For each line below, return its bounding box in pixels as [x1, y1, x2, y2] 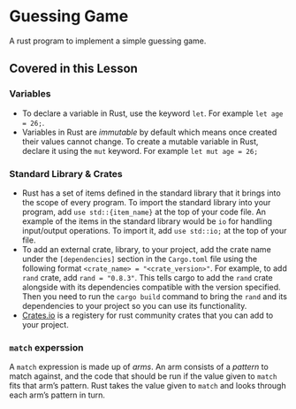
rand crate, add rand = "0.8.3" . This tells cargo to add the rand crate [21, 272, 273, 282]
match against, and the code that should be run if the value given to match [9, 371, 277, 382]
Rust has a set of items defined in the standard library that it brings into [21, 188, 281, 198]
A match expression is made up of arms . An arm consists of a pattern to [9, 361, 269, 373]
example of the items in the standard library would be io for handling [21, 215, 272, 227]
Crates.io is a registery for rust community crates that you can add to [21, 310, 274, 320]
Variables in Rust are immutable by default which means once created [21, 127, 277, 137]
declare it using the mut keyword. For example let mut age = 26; [21, 145, 259, 156]
